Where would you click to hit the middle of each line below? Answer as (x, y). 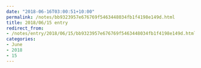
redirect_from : (25, 28)
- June (14, 45)
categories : (21, 39)
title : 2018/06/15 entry (37, 22)
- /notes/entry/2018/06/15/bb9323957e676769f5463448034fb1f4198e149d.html (101, 34)
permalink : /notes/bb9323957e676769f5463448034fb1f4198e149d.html (91, 17)
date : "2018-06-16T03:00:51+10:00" (51, 12)
